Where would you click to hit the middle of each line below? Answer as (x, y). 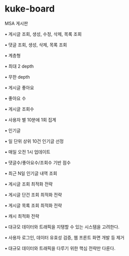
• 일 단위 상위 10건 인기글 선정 (34, 141)
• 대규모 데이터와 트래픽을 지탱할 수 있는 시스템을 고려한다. (62, 227)
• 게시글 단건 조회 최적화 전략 (33, 195)
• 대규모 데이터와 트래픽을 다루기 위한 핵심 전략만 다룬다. (60, 248)
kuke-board (30, 9)
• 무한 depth (17, 77)
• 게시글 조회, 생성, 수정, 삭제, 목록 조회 (43, 34)
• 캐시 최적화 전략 (22, 216)
